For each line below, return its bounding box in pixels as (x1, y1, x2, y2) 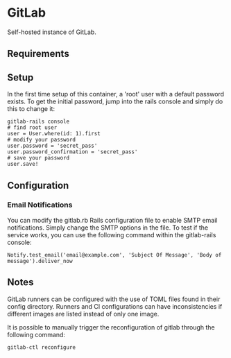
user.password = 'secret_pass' (7, 142, 98, 150)
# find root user (7, 124, 58, 131)
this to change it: (7, 105, 55, 113)
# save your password (7, 155, 70, 162)
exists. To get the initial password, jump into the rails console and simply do (7, 97, 223, 105)
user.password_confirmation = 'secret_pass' (7, 148, 138, 155)
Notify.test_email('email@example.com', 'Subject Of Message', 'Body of (7, 251, 222, 258)
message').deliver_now (7, 257, 73, 264)
